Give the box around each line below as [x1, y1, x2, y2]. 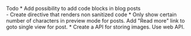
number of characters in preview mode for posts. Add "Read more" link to [6, 17, 185, 24]
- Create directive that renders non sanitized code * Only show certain [6, 11, 177, 18]
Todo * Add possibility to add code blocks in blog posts [6, 5, 141, 12]
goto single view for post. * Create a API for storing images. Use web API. [6, 23, 185, 30]
